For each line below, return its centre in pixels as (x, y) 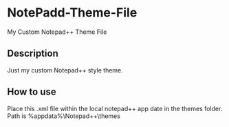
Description (33, 53)
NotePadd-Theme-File (72, 13)
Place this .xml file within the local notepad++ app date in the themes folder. (115, 108)
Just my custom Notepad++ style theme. (65, 70)
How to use (32, 92)
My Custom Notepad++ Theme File (57, 32)
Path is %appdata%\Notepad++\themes (64, 116)
